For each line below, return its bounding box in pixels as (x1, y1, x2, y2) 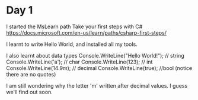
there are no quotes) (6, 71, 56, 78)
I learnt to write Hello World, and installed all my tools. (6, 41, 138, 48)
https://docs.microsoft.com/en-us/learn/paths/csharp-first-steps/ (6, 29, 167, 36)
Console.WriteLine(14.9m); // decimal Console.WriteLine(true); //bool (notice (6, 64, 193, 71)
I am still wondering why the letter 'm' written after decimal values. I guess (6, 82, 188, 89)
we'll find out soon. (6, 88, 53, 95)
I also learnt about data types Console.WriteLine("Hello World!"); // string (6, 52, 185, 59)
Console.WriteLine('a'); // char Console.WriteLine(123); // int (6, 58, 153, 65)
